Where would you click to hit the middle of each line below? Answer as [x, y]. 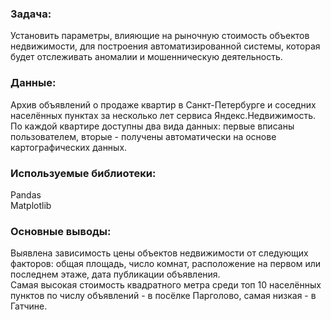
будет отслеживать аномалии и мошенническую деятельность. [146, 57]
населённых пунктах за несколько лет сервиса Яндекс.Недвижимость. [163, 115]
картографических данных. [69, 147]
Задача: [31, 14]
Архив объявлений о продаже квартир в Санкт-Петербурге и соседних [163, 104]
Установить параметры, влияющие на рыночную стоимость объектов [160, 36]
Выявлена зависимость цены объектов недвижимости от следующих [159, 253]
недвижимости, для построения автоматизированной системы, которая [165, 46]
